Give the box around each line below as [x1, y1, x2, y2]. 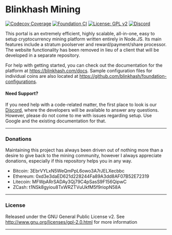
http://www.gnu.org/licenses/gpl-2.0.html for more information [5, 219, 137, 225]
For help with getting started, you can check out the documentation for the [5, 62, 163, 68]
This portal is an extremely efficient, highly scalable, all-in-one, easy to [5, 30, 155, 36]
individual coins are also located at [5, 73, 78, 79]
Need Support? [5, 90, 38, 96]
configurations [5, 78, 36, 84]
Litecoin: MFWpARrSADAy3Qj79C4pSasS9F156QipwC [12, 179, 127, 185]
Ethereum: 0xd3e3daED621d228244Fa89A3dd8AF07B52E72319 [12, 173, 149, 180]
